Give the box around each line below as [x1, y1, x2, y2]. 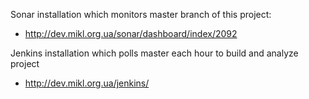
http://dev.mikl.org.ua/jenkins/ [24, 77, 150, 89]
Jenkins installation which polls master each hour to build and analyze [10, 47, 299, 59]
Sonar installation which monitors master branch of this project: [10, 9, 272, 20]
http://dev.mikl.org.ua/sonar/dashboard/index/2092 [24, 28, 238, 39]
